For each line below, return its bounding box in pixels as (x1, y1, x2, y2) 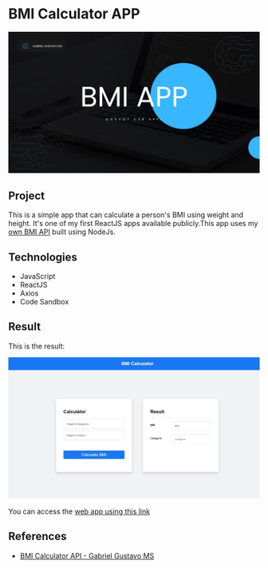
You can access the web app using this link (8, 506, 150, 516)
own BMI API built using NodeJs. (8, 227, 116, 236)
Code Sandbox (19, 297, 69, 307)
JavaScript (19, 272, 56, 281)
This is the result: (8, 341, 65, 351)
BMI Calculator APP (8, 5, 140, 23)
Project (8, 189, 45, 202)
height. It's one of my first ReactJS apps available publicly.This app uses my (8, 219, 258, 228)
